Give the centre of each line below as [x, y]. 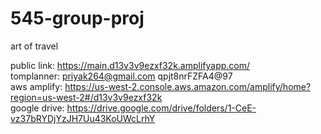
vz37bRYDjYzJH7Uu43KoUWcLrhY [83, 118]
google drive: [37, 108]
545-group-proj [77, 18]
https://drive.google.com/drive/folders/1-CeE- [161, 108]
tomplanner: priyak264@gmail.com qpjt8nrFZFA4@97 [121, 76]
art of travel [34, 46]
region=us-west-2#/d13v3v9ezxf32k [86, 97]
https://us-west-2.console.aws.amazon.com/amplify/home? [188, 86]
